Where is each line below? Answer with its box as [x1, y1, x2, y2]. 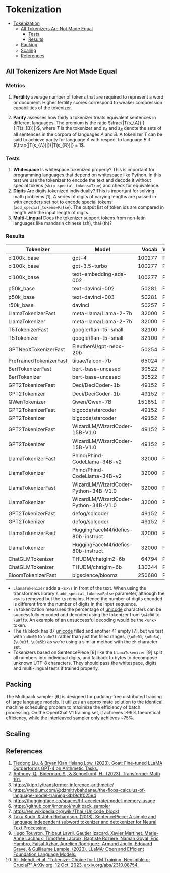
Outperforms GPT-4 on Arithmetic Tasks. [13, 765, 99, 771]
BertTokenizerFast [8, 365, 52, 372]
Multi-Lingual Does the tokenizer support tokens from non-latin [13, 215, 146, 221]
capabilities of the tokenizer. [13, 105, 72, 111]
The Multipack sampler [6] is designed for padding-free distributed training [6, 693, 162, 699]
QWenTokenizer [8, 398, 46, 405]
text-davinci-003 [72, 294, 115, 301]
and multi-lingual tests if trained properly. [13, 665, 99, 671]
